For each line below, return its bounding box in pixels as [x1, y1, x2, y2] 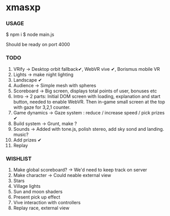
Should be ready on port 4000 [6, 42, 70, 48]
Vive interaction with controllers [13, 200, 81, 206]
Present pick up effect [13, 194, 61, 200]
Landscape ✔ [13, 76, 43, 83]
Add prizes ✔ [13, 136, 42, 143]
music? [13, 131, 29, 138]
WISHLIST [6, 155, 32, 162]
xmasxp [6, 2, 41, 13]
